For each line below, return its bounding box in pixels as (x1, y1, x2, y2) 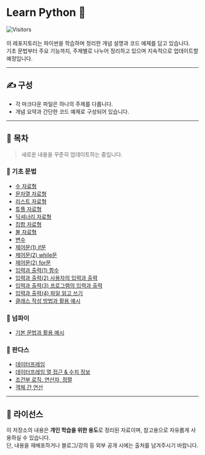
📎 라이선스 (6, 409, 44, 420)
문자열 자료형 (15, 190, 47, 198)
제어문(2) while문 (15, 251, 57, 259)
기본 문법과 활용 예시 (15, 329, 65, 336)
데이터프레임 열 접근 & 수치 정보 (15, 368, 90, 375)
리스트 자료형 (15, 198, 47, 205)
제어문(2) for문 (15, 259, 51, 266)
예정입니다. (6, 54, 33, 62)
